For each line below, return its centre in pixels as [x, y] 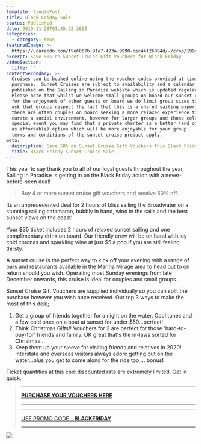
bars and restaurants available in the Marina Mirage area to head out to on [98, 266]
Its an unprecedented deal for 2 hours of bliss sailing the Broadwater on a [97, 204]
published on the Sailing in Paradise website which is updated [94, 90]
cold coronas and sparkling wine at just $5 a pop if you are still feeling [93, 242]
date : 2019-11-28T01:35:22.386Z [47, 29]
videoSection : [24, 62]
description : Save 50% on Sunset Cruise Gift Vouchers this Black [96, 146]
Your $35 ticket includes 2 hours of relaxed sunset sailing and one [88, 229]
